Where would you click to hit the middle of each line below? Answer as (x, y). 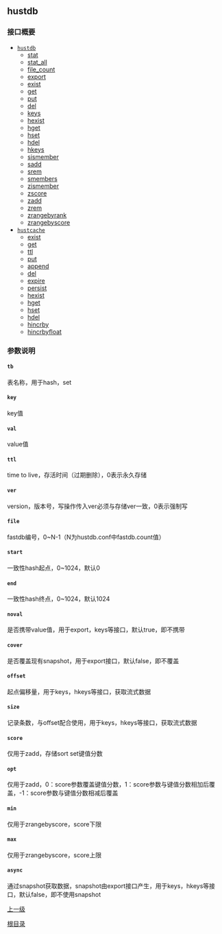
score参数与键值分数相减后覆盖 (74, 793)
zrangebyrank (47, 215)
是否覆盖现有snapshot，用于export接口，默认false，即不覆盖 (93, 660)
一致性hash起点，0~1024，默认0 (54, 568)
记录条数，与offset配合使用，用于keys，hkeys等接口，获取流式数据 (102, 723)
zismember (43, 186)
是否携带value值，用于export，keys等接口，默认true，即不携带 (96, 630)
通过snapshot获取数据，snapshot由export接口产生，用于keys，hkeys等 (108, 886)
